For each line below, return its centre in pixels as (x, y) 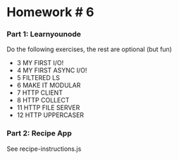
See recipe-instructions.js (44, 149)
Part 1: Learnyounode (44, 34)
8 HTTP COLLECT (43, 100)
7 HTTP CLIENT (39, 93)
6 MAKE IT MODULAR (49, 86)
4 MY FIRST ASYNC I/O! (52, 70)
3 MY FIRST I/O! (40, 63)
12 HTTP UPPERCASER (50, 115)
